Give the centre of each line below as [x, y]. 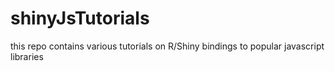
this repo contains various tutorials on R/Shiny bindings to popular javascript [167, 46]
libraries [27, 56]
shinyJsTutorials [80, 18]
